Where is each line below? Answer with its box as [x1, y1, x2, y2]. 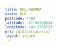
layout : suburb [5, 34, 35, 39]
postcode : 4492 [5, 16, 35, 21]
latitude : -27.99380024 [5, 20, 53, 25]
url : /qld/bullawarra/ [5, 29, 50, 34]
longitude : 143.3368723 [5, 25, 53, 30]
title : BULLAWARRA [5, 7, 42, 12]
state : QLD [5, 11, 27, 16]
